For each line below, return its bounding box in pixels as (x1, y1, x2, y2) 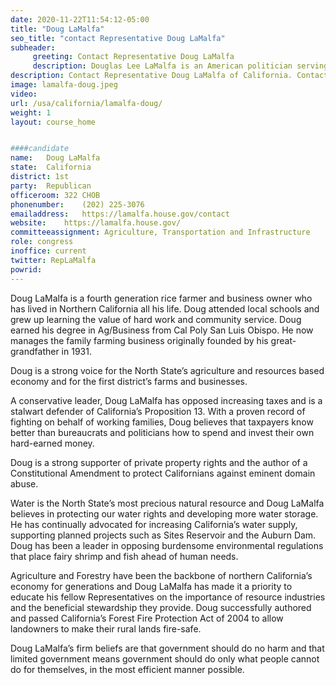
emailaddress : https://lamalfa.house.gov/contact (10, 209, 230, 219)
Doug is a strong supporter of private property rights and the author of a (10, 456, 308, 468)
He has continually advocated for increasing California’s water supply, (10, 518, 298, 530)
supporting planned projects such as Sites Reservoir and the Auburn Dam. (10, 529, 317, 541)
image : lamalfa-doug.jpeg (10, 80, 118, 90)
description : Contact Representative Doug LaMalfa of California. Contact (10, 71, 329, 81)
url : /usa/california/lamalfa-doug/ (10, 98, 163, 108)
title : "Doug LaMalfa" (10, 24, 105, 34)
